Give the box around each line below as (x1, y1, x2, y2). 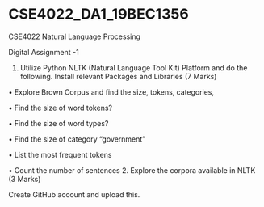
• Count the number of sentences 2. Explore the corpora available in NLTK (8, 165, 256, 175)
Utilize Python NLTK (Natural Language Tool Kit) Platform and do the (19, 62, 248, 73)
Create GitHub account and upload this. (8, 189, 140, 199)
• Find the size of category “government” (8, 134, 146, 144)
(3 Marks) (8, 174, 41, 184)
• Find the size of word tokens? (8, 103, 113, 112)
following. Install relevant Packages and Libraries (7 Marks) (19, 71, 217, 81)
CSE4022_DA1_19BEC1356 (8, 5, 190, 23)
